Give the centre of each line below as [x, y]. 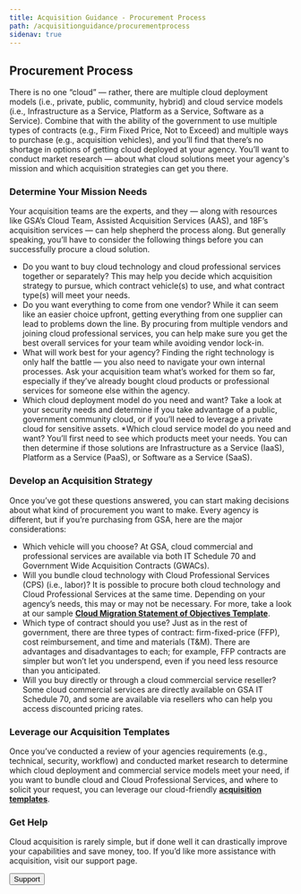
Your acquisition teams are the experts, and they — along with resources [143, 211]
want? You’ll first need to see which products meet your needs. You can [155, 438]
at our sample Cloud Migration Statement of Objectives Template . [146, 613]
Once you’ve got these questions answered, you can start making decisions [149, 500]
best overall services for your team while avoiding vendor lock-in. [143, 343]
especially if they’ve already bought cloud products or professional [146, 381]
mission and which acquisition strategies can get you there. [119, 169]
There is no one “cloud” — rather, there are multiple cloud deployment [139, 92]
